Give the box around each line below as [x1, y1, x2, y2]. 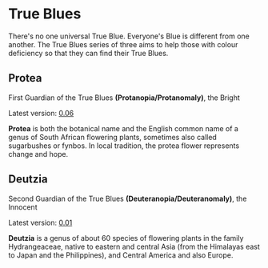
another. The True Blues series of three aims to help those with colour [8, 39, 238, 49]
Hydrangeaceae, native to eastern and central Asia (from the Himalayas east [8, 242, 260, 251]
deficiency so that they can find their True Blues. [8, 48, 169, 58]
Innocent [8, 202, 38, 212]
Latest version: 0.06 [8, 108, 74, 118]
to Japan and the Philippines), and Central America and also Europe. [8, 250, 234, 260]
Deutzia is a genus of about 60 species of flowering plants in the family [8, 233, 244, 242]
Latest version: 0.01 [8, 218, 73, 227]
